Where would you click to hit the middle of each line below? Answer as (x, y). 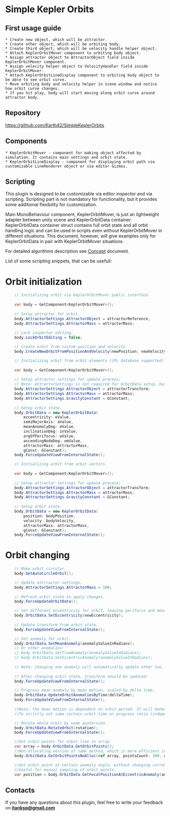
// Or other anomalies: (39, 648)
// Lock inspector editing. (44, 333)
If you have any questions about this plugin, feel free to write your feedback (84, 802)
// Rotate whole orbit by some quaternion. (61, 723)
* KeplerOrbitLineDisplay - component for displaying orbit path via (80, 162)
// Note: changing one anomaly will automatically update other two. (89, 667)
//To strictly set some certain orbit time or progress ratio (81, 714)
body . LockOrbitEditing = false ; (48, 338)
